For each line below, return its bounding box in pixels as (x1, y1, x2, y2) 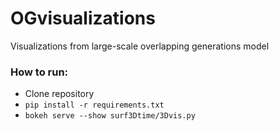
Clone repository (24, 88, 95, 100)
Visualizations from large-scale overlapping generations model (10, 40, 270, 52)
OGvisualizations (10, 7, 156, 30)
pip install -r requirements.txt (24, 100, 165, 111)
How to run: (10, 65, 69, 79)
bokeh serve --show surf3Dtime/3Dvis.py (24, 111, 196, 121)
